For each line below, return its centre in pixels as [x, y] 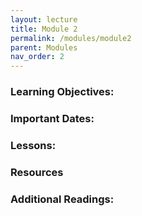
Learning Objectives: [62, 92]
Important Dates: [52, 118]
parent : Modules [44, 47]
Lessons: [33, 145]
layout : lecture [44, 19]
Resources [37, 172]
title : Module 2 [44, 29]
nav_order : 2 [37, 57]
